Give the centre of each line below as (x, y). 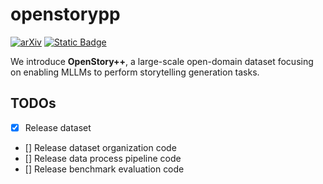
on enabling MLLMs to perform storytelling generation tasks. (135, 72)
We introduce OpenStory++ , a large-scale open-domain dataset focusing (162, 61)
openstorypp (65, 14)
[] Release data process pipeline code (103, 158)
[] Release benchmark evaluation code (104, 169)
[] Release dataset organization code (100, 147)
